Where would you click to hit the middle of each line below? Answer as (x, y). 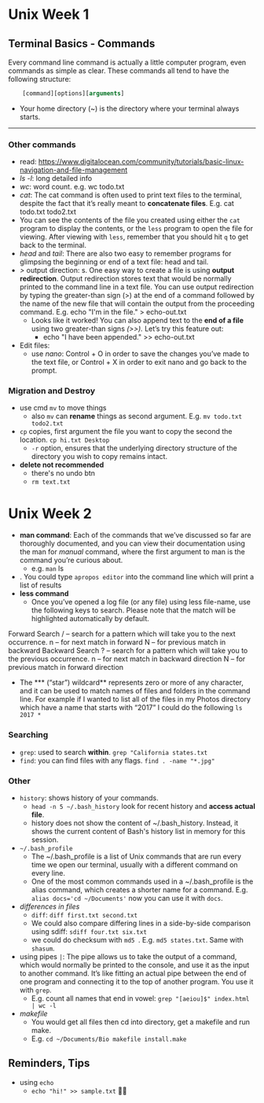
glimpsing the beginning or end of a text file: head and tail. (114, 262)
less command (44, 594)
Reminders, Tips (49, 1063)
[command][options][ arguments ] (73, 94)
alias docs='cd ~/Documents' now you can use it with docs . (127, 898)
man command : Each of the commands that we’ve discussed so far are (135, 535)
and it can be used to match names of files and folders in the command (135, 691)
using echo (37, 1082)
